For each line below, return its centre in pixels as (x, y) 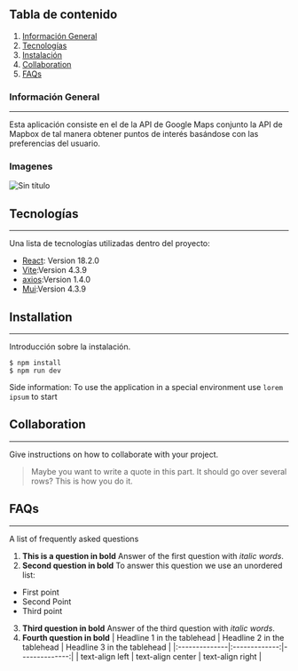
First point (40, 592)
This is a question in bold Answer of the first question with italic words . (153, 555)
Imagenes (31, 166)
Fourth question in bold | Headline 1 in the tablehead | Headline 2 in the (153, 637)
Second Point (47, 601)
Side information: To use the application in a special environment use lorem (146, 387)
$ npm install (35, 363)
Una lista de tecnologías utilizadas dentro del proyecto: (110, 244)
